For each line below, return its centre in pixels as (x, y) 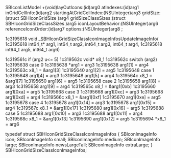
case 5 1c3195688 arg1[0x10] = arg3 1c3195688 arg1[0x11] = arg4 (74, 113)
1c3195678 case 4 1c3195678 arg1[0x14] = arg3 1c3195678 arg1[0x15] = (81, 103)
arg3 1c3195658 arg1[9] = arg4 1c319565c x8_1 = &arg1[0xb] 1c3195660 (80, 86)
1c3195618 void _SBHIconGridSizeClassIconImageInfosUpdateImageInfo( (82, 39)
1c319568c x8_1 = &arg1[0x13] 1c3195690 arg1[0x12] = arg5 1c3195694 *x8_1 (86, 119)
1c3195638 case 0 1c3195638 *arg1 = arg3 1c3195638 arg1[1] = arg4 (77, 65)
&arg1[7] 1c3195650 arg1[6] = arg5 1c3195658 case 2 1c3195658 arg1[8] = (83, 81)
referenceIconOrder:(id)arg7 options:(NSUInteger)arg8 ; (64, 29)
